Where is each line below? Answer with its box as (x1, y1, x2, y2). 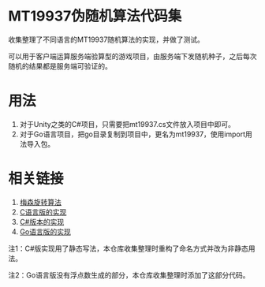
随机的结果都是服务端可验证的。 (8, 61, 112, 71)
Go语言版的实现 (19, 226, 71, 237)
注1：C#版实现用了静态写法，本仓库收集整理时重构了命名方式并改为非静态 (8, 244, 248, 253)
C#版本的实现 (19, 217, 65, 226)
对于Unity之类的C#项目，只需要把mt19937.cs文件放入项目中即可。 (19, 119, 235, 129)
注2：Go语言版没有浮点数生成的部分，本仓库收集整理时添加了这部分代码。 (8, 270, 250, 280)
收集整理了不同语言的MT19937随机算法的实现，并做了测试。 (8, 35, 205, 44)
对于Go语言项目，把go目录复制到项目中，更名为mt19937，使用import (19, 129, 246, 139)
